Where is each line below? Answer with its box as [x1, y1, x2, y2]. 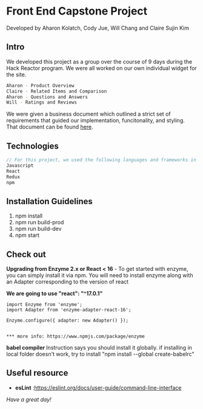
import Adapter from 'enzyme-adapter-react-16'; [6, 307, 131, 313]
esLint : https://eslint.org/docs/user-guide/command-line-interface [15, 384, 182, 391]
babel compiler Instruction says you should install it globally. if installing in [6, 344, 193, 351]
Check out [6, 249, 47, 259]
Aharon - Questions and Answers [6, 94, 88, 100]
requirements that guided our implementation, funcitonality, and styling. [6, 117, 185, 124]
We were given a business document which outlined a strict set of [6, 110, 171, 118]
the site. [6, 71, 27, 78]
